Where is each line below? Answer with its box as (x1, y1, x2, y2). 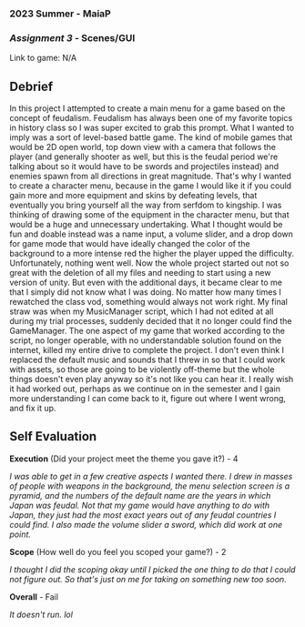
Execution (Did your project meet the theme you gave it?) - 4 (9, 453, 239, 464)
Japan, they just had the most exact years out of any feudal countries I (9, 509, 277, 521)
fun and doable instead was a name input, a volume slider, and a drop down (9, 228, 293, 239)
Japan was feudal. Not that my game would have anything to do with (9, 500, 270, 511)
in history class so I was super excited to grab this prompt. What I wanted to (9, 122, 294, 134)
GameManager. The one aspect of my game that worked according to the (9, 326, 285, 337)
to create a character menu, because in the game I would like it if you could (9, 180, 292, 191)
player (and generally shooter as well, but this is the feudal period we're (9, 151, 279, 162)
